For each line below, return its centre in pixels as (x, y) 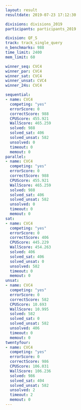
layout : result (21, 10)
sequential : (18, 95)
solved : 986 (23, 376)
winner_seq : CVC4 (24, 66)
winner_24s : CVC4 (24, 86)
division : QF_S (21, 38)
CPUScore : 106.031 (30, 366)
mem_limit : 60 (20, 57)
